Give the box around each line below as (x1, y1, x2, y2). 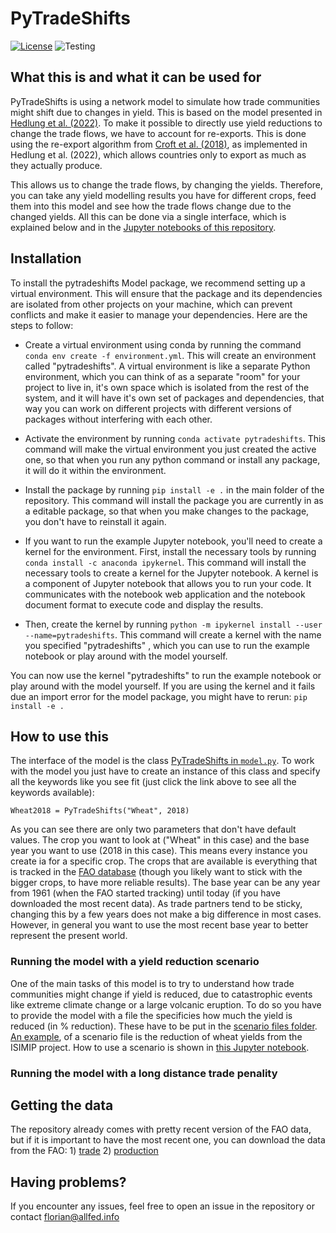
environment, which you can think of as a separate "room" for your (24, 370, 301, 382)
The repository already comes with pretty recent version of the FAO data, (10, 1123, 312, 1136)
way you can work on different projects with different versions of (24, 402, 292, 414)
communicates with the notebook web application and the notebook (24, 588, 306, 600)
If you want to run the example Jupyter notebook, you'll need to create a (24, 535, 323, 547)
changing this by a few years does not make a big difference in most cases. (10, 908, 322, 921)
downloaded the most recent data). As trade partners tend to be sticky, (10, 898, 303, 910)
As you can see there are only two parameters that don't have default (10, 823, 297, 836)
